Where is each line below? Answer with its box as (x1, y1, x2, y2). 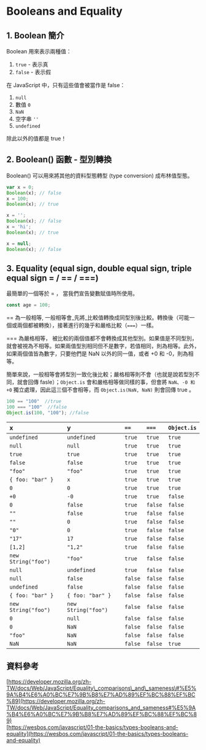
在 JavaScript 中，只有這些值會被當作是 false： (6, 82, 126, 88)
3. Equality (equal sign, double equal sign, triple (6, 263, 192, 274)
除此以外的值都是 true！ (6, 135, 67, 142)
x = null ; (6, 241, 32, 247)
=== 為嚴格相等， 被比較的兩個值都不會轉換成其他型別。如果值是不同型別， (6, 334, 197, 342)
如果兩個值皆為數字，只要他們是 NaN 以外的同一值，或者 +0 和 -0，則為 (6, 350, 189, 357)
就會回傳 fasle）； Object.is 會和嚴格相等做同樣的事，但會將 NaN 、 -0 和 (17, 379, 195, 386)
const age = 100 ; (6, 302, 51, 308)
